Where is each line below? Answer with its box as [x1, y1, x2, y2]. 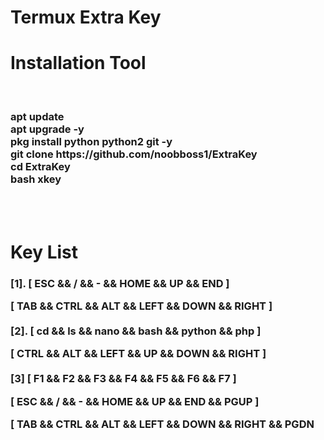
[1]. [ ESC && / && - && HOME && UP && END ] [10, 276, 230, 290]
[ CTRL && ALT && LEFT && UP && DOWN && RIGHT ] [10, 347, 267, 361]
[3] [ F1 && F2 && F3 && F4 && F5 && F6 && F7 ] [10, 372, 237, 386]
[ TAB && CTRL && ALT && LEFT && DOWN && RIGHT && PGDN [10, 417, 315, 431]
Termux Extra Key [10, 6, 162, 29]
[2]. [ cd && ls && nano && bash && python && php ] [10, 324, 262, 338]
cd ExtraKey [10, 160, 71, 174]
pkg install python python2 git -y [10, 135, 173, 149]
